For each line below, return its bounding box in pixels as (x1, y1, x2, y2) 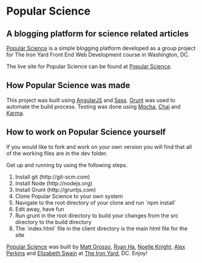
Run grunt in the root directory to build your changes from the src (15, 211, 179, 219)
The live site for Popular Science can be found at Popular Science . (6, 63, 172, 70)
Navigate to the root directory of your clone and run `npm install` (15, 199, 177, 206)
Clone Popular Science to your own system (15, 193, 123, 200)
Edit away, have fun (15, 205, 65, 213)
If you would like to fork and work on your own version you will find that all (6, 143, 192, 150)
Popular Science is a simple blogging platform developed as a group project (6, 44, 196, 52)
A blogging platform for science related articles (6, 29, 189, 39)
